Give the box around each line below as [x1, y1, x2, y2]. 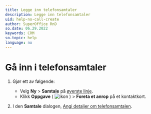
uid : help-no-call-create [5, 17, 59, 22]
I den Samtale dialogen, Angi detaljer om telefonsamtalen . [12, 103, 132, 109]
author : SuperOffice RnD [5, 21, 57, 27]
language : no [5, 40, 32, 45]
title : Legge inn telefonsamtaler [5, 7, 77, 13]
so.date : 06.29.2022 [5, 26, 48, 31]
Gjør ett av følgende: [12, 78, 55, 84]
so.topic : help [5, 36, 37, 41]
